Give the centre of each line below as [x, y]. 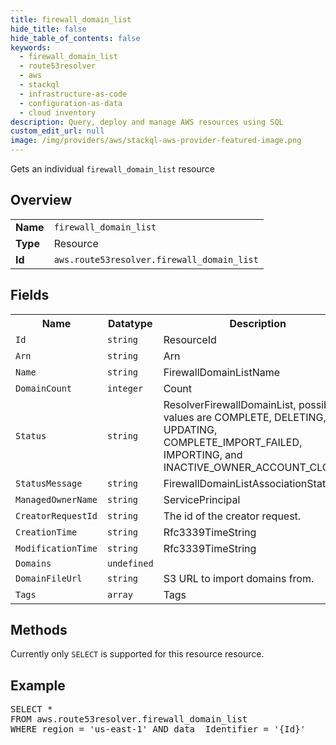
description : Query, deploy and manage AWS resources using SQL [147, 122]
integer [125, 388]
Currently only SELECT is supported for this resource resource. [137, 654]
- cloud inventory [58, 112]
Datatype [130, 323]
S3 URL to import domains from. [239, 578]
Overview [41, 200]
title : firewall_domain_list [71, 19]
